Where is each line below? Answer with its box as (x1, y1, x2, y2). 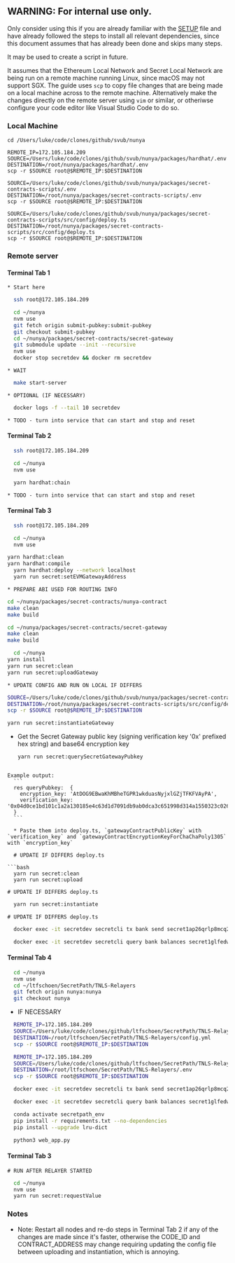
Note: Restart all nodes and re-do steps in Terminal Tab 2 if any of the (17, 1225, 219, 1234)
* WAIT (7, 367, 27, 374)
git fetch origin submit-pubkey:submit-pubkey (13, 322, 152, 329)
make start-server (13, 380, 68, 387)
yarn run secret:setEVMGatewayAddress (13, 574, 127, 581)
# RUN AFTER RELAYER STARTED (7, 1167, 92, 1174)
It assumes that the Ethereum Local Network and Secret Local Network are (7, 66, 223, 74)
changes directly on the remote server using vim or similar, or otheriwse (7, 96, 214, 104)
